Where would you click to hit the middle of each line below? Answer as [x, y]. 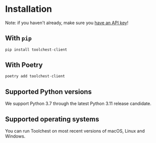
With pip [19, 38]
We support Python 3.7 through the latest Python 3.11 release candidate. [78, 104]
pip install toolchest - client [36, 50]
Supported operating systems [52, 119]
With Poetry [24, 65]
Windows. [15, 136]
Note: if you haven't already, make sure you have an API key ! [67, 23]
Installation [29, 9]
